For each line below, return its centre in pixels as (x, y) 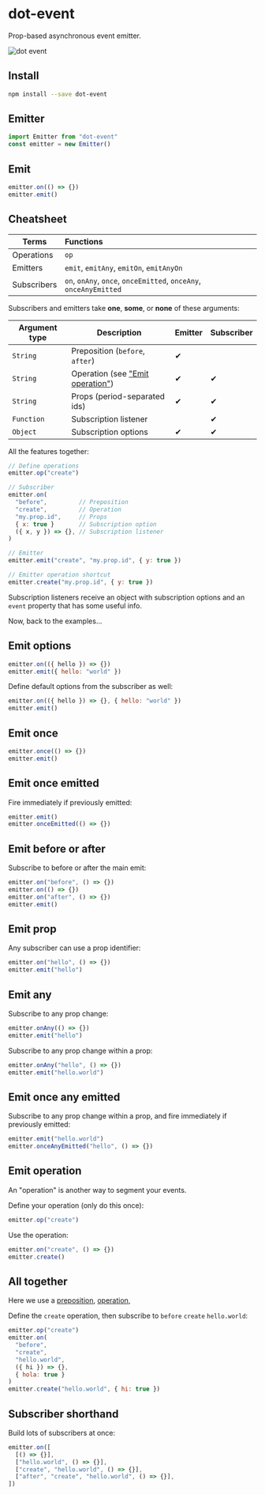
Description (119, 332)
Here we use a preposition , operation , (69, 1300)
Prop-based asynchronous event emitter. (75, 36)
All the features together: (49, 451)
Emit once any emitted (64, 1097)
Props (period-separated (118, 396)
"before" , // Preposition (72, 502)
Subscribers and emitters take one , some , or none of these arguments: (124, 308)
